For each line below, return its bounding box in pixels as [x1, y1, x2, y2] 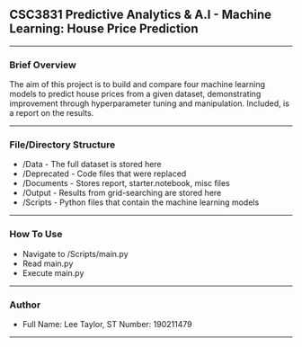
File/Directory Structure [9, 138, 116, 151]
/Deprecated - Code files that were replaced [22, 168, 187, 179]
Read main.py [22, 258, 74, 269]
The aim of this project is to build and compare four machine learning [9, 79, 266, 90]
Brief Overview [9, 58, 76, 71]
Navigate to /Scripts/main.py [22, 248, 129, 259]
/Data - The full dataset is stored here [22, 159, 162, 170]
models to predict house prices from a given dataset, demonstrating [9, 89, 262, 100]
